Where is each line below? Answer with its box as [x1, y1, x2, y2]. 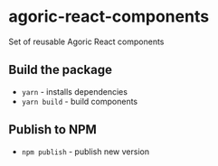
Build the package [8, 62, 113, 78]
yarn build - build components [21, 96, 138, 106]
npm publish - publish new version [21, 146, 150, 157]
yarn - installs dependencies [21, 86, 128, 97]
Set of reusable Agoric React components [8, 36, 165, 47]
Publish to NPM [8, 122, 97, 137]
